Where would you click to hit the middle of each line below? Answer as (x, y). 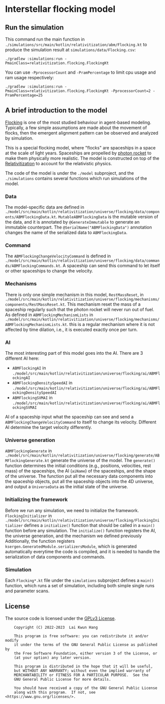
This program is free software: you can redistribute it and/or (81, 636)
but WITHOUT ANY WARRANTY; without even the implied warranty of (82, 671)
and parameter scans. (27, 591)
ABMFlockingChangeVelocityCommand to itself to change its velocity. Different (81, 422)
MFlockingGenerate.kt (27, 461)
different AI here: (22, 358)
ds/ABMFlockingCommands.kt (33, 266)
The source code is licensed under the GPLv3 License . (61, 618)
